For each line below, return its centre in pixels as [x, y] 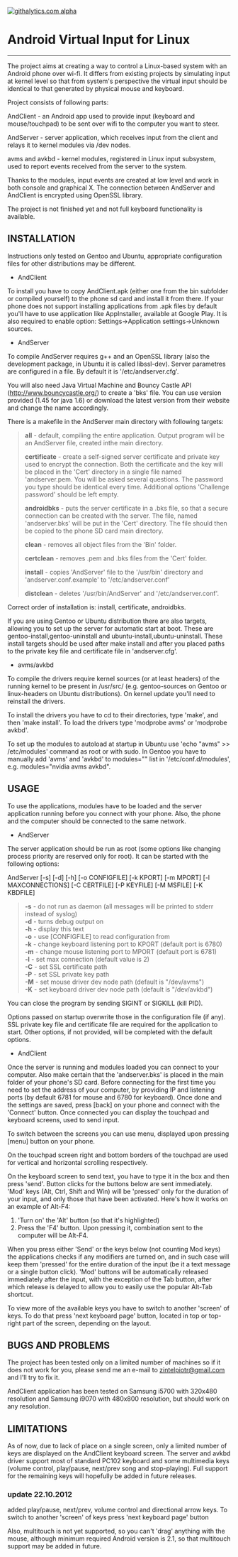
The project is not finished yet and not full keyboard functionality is [105, 209]
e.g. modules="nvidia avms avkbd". [59, 766]
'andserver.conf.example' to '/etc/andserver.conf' [97, 580]
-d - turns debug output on [64, 921]
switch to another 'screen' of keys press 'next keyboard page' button [108, 1517]
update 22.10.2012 [40, 1494]
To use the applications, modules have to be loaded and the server [104, 805]
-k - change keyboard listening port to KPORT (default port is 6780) [124, 944]
